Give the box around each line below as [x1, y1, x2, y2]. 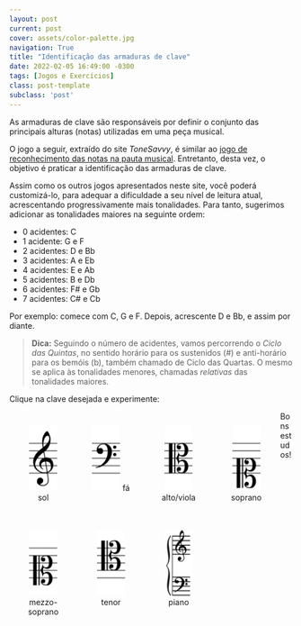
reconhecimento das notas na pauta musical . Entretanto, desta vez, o [9, 153, 266, 164]
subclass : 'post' [9, 90, 75, 99]
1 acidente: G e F [22, 235, 85, 247]
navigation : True [9, 43, 75, 52]
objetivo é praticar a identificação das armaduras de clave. [9, 162, 227, 173]
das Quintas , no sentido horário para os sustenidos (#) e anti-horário [31, 347, 288, 358]
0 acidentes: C [22, 226, 77, 237]
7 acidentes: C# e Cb [22, 293, 101, 304]
